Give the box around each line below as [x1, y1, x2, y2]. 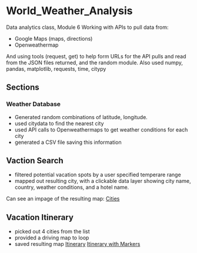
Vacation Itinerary [6, 212, 74, 222]
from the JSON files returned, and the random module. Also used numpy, [6, 59, 183, 66]
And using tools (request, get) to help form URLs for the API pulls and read [6, 52, 186, 60]
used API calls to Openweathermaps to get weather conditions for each [14, 126, 188, 133]
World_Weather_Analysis [6, 4, 133, 18]
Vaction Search [6, 156, 64, 166]
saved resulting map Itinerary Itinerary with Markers [14, 241, 141, 248]
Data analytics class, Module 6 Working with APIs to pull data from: [6, 24, 169, 31]
